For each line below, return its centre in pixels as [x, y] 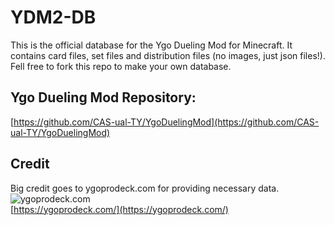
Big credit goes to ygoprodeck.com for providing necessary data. [145, 188]
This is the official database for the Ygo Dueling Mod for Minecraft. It [151, 45]
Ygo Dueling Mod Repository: [103, 97]
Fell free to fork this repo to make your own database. [121, 66]
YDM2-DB [53, 17]
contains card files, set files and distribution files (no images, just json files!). [168, 55]
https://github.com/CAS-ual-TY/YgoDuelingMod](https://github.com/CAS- [166, 122]
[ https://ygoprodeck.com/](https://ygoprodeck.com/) [119, 209]
